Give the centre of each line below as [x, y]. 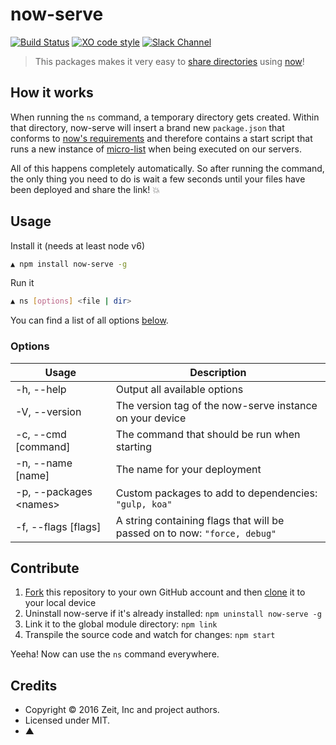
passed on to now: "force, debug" [196, 533]
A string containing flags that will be [200, 520]
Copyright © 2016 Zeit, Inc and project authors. [122, 710]
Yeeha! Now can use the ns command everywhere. [115, 654]
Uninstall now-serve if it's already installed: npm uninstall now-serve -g [173, 614]
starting [134, 446]
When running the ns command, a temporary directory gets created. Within [165, 117]
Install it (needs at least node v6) [77, 245]
